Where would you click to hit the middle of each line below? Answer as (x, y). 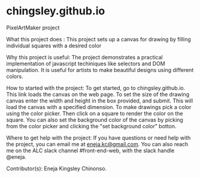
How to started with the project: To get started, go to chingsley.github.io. (96, 88)
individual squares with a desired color (54, 46)
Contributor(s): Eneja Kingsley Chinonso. (56, 168)
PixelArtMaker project (33, 28)
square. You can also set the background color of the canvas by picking (95, 120)
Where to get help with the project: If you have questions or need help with (99, 138)
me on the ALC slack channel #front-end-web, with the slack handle (90, 150)
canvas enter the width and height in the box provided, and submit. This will (100, 101)
